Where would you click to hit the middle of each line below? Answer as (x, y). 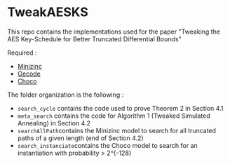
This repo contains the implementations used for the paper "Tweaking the (114, 32)
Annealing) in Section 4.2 (54, 123)
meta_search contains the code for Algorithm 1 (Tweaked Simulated (114, 116)
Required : (22, 53)
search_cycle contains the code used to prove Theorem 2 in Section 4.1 (120, 108)
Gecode (29, 74)
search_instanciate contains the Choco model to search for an (107, 145)
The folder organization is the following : (66, 95)
